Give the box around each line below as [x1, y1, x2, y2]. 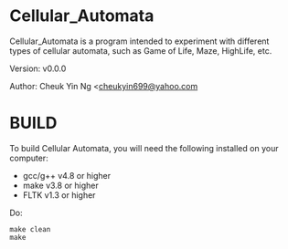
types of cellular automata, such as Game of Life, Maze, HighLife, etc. [9, 45, 272, 56]
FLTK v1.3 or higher [22, 189, 96, 201]
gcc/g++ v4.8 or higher [22, 170, 112, 181]
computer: [9, 152, 48, 163]
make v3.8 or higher [22, 180, 99, 191]
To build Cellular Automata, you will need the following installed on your [9, 142, 279, 153]
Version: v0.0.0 [9, 63, 67, 74]
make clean [9, 224, 51, 233]
